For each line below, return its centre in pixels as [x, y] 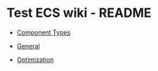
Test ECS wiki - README [79, 13]
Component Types [44, 32]
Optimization [35, 59]
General [28, 46]
